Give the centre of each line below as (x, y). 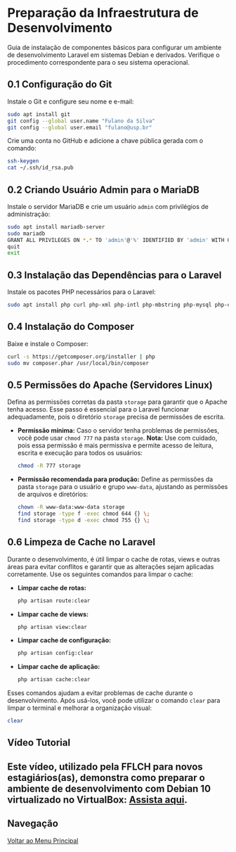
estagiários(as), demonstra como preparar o (106, 778)
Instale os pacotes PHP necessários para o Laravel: (81, 292)
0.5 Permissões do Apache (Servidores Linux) (110, 385)
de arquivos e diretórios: (53, 495)
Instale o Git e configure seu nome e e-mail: (71, 101)
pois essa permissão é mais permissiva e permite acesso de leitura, (115, 445)
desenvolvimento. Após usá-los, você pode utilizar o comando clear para (114, 701)
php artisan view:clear (52, 627)
